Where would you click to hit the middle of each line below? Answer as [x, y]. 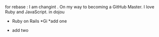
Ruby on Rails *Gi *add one [39, 21]
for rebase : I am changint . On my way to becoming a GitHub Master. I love [80, 7]
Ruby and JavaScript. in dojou [35, 12]
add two [20, 30]
